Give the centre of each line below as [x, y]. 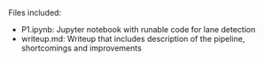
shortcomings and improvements [82, 48]
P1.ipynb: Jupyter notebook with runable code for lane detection [138, 29]
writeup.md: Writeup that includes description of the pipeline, [133, 39]
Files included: [35, 13]
